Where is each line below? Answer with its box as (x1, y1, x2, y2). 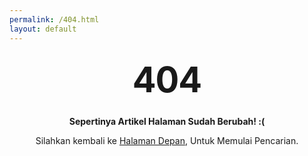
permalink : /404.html (9, 14, 100, 25)
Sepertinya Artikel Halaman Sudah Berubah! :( (68, 115, 266, 127)
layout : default (9, 24, 77, 34)
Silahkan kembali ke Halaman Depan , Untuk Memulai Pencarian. (35, 134, 299, 146)
